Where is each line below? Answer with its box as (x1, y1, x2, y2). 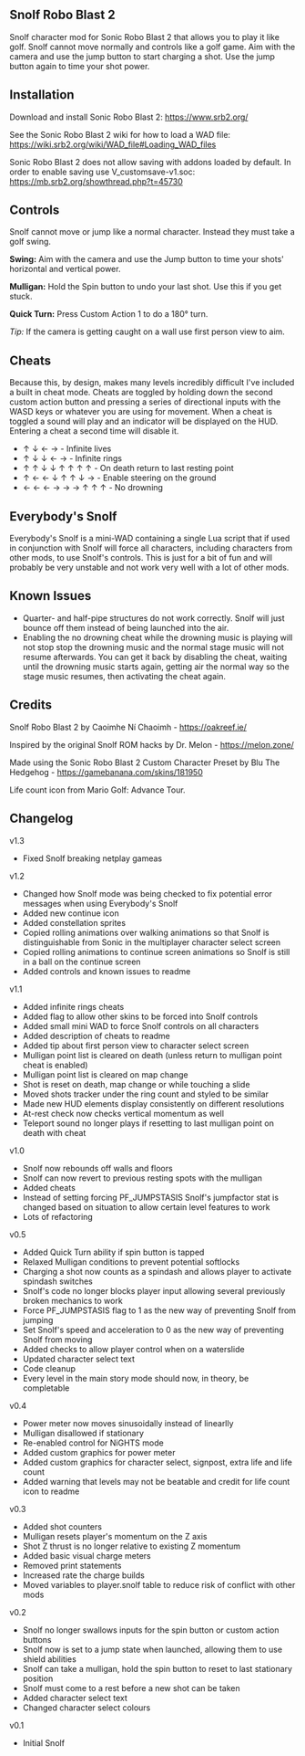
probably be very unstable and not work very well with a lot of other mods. (9, 562, 290, 573)
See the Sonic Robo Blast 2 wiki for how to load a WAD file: (9, 129, 230, 140)
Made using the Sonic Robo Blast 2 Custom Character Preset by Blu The (9, 757, 280, 768)
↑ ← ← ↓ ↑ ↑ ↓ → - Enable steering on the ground (22, 472, 217, 483)
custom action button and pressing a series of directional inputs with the (9, 396, 281, 407)
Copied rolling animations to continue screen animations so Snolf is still (22, 946, 290, 957)
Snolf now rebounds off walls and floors (22, 1162, 173, 1173)
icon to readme (22, 1486, 80, 1497)
